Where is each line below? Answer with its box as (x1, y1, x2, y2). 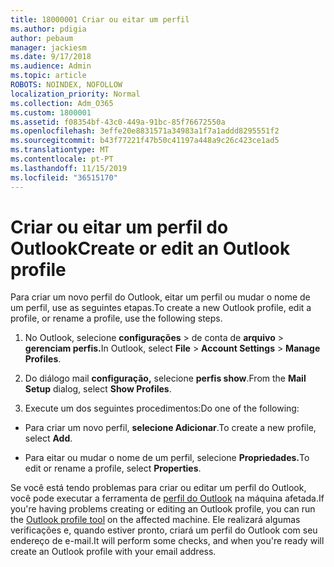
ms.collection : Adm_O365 (10, 98, 114, 108)
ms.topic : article (10, 71, 87, 81)
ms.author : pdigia (10, 24, 87, 34)
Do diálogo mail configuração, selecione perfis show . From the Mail (24, 372, 307, 385)
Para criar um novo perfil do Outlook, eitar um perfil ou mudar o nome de (10, 291, 311, 303)
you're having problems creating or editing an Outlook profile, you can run (10, 503, 316, 515)
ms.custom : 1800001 (10, 107, 92, 118)
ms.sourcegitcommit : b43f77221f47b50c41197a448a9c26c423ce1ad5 (10, 136, 280, 146)
